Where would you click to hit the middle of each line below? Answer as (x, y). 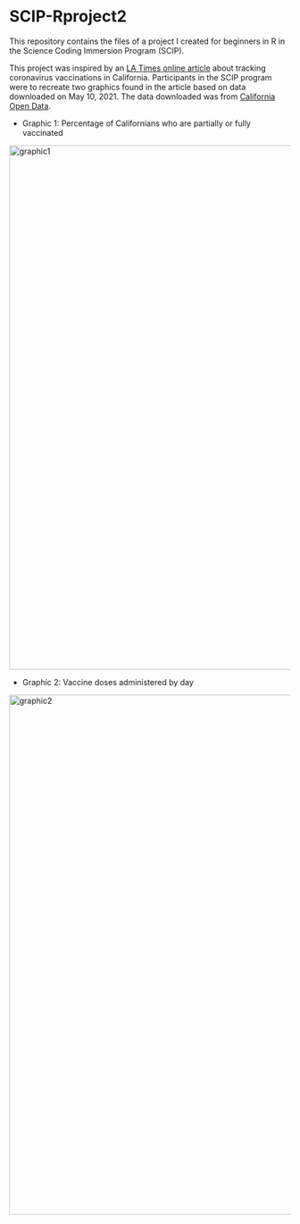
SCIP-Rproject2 (68, 17)
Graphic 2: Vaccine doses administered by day (108, 682)
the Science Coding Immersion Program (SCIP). (97, 50)
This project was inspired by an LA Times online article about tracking (137, 68)
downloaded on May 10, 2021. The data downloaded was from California (142, 96)
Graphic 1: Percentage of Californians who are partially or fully (137, 123)
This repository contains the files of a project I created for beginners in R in (147, 41)
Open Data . (30, 105)
